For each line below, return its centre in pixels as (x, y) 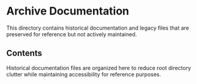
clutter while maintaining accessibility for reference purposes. (84, 74)
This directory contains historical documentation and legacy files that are (98, 28)
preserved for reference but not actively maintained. (72, 34)
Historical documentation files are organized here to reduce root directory (99, 68)
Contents (24, 53)
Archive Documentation (68, 11)
